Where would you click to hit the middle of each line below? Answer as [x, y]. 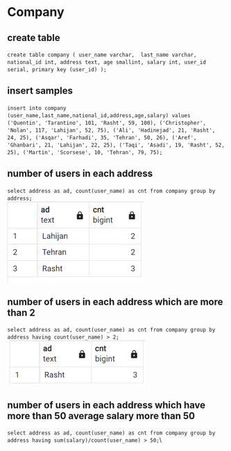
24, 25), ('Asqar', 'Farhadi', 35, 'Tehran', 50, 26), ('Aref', [102, 137]
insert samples [40, 91]
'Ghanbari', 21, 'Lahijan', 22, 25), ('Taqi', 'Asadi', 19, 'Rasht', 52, [116, 145]
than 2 [22, 313]
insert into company [37, 108]
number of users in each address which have [106, 405]
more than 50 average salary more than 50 [101, 416]
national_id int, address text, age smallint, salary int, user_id [107, 62]
